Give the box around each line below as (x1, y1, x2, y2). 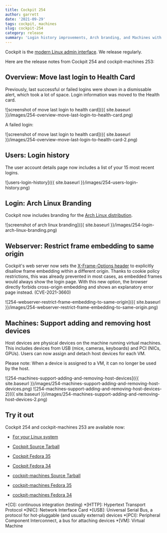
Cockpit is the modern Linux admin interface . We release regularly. (5, 48, 142, 55)
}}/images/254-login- (110, 222, 155, 228)
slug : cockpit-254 (5, 26, 43, 31)
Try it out (5, 411, 34, 420)
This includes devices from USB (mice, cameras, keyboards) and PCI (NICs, (5, 345, 161, 351)
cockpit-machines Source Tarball (12, 473, 81, 479)
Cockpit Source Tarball (12, 443, 60, 450)
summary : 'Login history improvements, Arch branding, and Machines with (5, 35, 162, 40)
